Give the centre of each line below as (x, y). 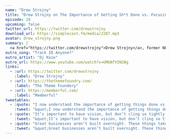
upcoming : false (22, 24)
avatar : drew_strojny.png (33, 39)
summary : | (17, 43)
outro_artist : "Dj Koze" (32, 57)
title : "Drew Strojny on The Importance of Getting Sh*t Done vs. (77, 15)
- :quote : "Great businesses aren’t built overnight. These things (83, 123)
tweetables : (18, 100)
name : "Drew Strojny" (28, 10)
